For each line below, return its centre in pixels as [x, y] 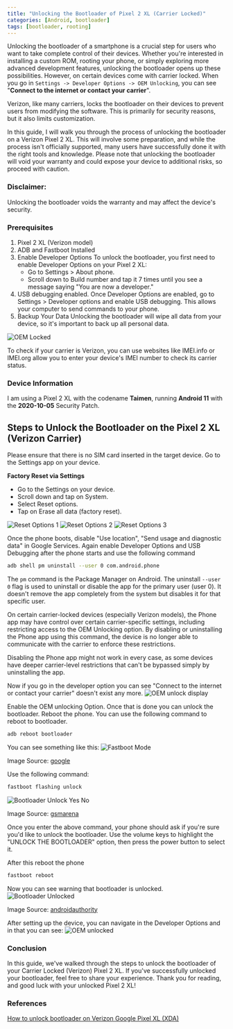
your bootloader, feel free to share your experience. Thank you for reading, [114, 978]
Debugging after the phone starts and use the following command [101, 553]
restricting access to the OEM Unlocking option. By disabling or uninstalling [115, 629]
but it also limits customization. [51, 119]
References [27, 1003]
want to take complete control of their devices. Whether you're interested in [115, 53]
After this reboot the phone [46, 862]
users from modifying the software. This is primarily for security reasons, [112, 111]
